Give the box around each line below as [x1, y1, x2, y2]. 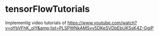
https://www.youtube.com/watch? [67, 20, 137, 26]
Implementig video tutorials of [5, 20, 67, 26]
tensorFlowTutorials [5, 3, 90, 15]
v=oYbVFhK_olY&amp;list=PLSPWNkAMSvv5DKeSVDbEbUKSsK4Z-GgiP [5, 25, 154, 31]
